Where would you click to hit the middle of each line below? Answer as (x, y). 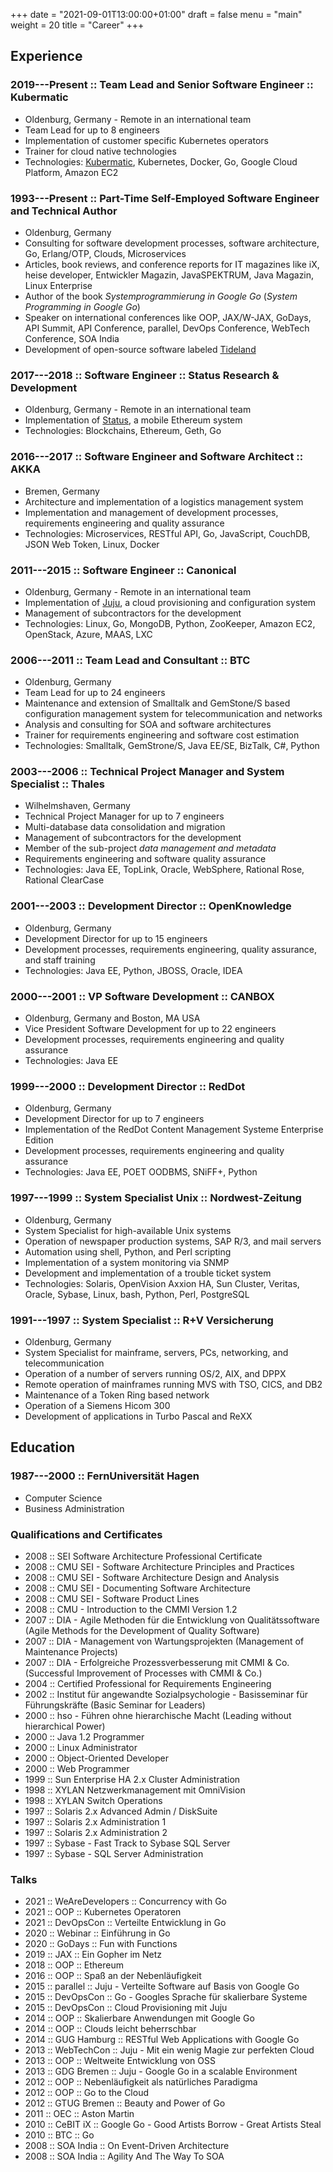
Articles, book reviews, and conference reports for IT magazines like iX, (172, 264)
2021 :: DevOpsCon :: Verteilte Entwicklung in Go (125, 1923)
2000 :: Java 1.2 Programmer (84, 1736)
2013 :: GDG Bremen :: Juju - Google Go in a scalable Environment (161, 2071)
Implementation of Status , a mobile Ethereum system (133, 420)
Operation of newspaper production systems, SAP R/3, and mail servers (173, 1241)
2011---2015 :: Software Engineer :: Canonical (123, 570)
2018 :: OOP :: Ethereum (74, 1965)
